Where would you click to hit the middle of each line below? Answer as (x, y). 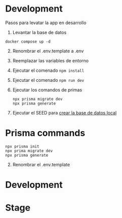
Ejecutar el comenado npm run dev (48, 80)
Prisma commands (45, 133)
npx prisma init (22, 146)
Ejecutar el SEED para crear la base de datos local (65, 113)
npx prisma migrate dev (38, 99)
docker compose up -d (28, 41)
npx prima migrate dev (29, 151)
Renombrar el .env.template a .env (48, 51)
